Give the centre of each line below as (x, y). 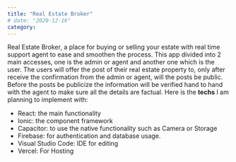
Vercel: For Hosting (46, 151)
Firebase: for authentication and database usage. (89, 136)
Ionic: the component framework (65, 121)
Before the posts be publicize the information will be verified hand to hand (115, 85)
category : (22, 27)
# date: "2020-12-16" (39, 21)
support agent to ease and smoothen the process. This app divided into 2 (114, 54)
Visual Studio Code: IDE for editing (68, 144)
